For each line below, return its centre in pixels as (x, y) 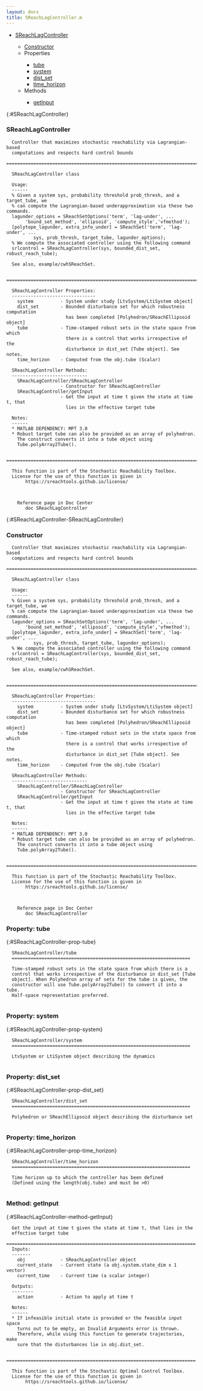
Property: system (33, 1016)
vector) (16, 1270)
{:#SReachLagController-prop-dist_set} (55, 1090)
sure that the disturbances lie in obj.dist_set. (81, 1344)
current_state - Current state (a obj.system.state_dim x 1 (97, 1265)
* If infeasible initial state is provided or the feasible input (97, 1318)
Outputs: (23, 1286)
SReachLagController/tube (44, 953)
